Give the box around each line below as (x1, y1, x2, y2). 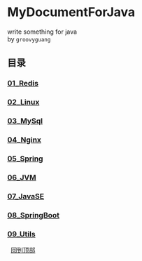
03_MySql (7, 116, 43, 126)
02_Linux (7, 98, 40, 107)
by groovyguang (7, 34, 51, 43)
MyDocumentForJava (7, 4, 136, 20)
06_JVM (7, 173, 36, 182)
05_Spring (7, 154, 43, 163)
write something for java (7, 27, 78, 36)
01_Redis (7, 79, 38, 88)
